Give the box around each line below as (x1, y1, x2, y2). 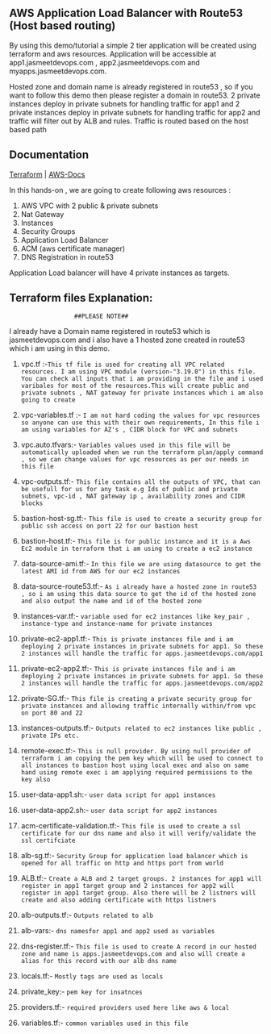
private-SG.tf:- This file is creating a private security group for (20, 694, 252, 703)
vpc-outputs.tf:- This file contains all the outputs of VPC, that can (20, 477, 261, 486)
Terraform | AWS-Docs (9, 169, 85, 179)
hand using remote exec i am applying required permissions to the (20, 769, 252, 777)
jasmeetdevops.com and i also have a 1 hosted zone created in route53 (9, 335, 245, 345)
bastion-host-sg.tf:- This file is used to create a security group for (20, 514, 263, 523)
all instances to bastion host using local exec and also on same (20, 761, 249, 769)
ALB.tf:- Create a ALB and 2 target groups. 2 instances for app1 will (20, 873, 262, 883)
